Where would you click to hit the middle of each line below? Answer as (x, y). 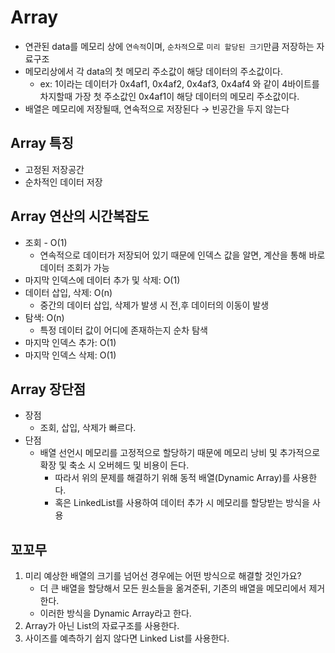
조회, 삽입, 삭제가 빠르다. (88, 428)
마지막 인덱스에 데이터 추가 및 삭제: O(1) (102, 280)
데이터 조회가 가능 (74, 267)
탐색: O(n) (44, 317)
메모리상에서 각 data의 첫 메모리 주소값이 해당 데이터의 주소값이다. (154, 71)
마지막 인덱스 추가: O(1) (70, 342)
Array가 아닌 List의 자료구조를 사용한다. (102, 626)
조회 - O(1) (46, 242)
